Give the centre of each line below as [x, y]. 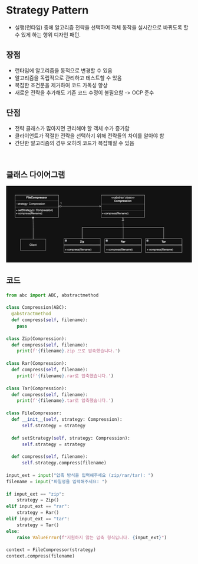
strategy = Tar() [38, 525]
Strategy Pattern [47, 10]
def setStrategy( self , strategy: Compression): [71, 438]
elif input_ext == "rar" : [38, 507]
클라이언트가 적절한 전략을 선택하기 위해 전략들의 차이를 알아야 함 [89, 136]
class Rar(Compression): [37, 364]
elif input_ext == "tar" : [38, 519]
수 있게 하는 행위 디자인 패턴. [48, 34]
